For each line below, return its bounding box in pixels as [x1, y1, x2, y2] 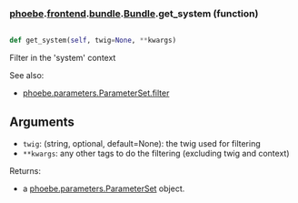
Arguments [9, 114, 75, 129]
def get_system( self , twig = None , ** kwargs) [9, 36, 177, 46]
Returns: [9, 165, 42, 176]
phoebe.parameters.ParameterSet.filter [22, 87, 170, 98]
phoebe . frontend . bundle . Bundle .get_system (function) [9, 7, 259, 20]
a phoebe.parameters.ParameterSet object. [22, 183, 185, 194]
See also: [9, 70, 45, 81]
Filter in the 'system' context [9, 53, 116, 64]
